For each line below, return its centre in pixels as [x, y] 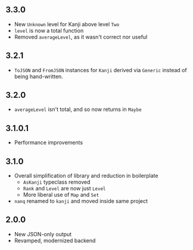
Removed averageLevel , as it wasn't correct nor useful [81, 37]
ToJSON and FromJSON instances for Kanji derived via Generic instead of [100, 70]
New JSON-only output [43, 234]
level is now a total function [49, 30]
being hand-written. [38, 76]
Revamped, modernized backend [55, 240]
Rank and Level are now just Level [64, 189]
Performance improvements [49, 143]
